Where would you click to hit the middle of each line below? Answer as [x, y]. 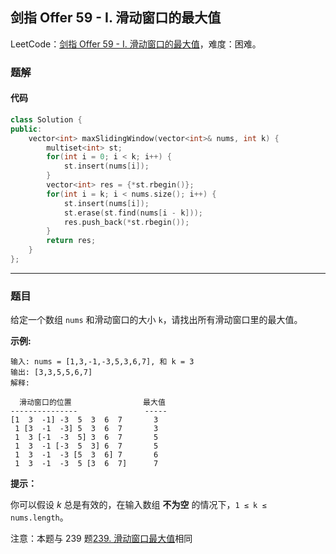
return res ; [71, 241]
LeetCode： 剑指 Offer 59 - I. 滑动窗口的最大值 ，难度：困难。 [136, 44]
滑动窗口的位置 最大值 [92, 403]
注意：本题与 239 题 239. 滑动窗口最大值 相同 [101, 539]
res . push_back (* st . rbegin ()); [126, 222]
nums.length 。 [39, 517]
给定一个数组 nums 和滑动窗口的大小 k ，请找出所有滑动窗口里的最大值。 [156, 320]
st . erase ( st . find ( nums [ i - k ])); [133, 213]
